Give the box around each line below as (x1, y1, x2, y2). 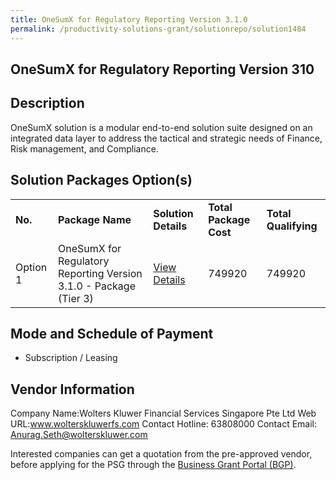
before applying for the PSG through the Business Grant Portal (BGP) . (10, 459, 297, 471)
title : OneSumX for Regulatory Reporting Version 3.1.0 (10, 14, 248, 25)
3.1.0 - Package (58, 279, 136, 293)
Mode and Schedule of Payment (10, 325, 214, 342)
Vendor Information (10, 381, 135, 398)
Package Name (58, 212, 132, 226)
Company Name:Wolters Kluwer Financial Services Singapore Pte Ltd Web (10, 407, 317, 420)
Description (10, 95, 85, 112)
